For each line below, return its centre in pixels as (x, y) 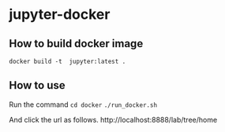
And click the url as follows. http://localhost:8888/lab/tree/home (113, 119)
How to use (37, 85)
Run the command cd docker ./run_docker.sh (83, 104)
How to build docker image (76, 44)
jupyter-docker (60, 15)
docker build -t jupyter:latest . (67, 61)
